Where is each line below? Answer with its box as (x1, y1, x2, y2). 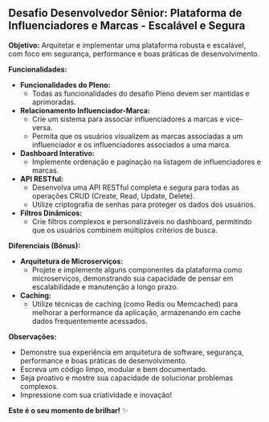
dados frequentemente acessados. (31, 316, 148, 326)
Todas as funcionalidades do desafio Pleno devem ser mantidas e (31, 88, 251, 98)
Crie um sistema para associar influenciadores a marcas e (31, 114, 225, 124)
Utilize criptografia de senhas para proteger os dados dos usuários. (31, 199, 256, 209)
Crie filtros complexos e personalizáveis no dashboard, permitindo (31, 216, 252, 226)
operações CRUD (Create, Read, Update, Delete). (31, 191, 195, 200)
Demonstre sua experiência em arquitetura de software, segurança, (19, 347, 244, 357)
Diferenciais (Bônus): (8, 240, 81, 250)
